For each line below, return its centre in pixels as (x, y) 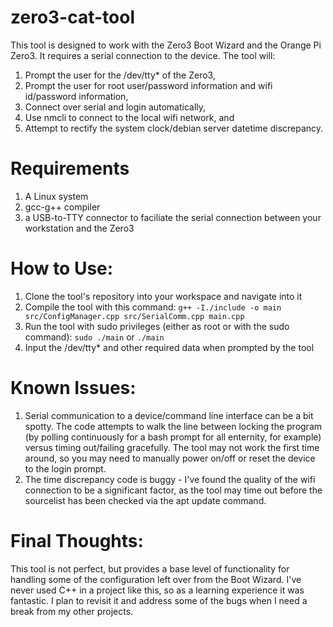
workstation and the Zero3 (79, 228)
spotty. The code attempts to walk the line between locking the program (173, 426)
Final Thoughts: (77, 540)
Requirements (70, 168)
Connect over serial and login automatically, (115, 107)
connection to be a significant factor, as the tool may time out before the (173, 490)
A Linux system (56, 196)
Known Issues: (73, 388)
